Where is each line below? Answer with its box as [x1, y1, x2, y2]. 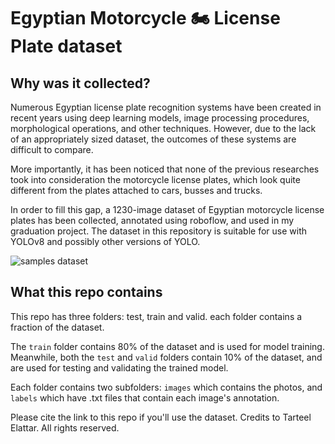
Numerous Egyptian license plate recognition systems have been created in [10, 101, 322, 113]
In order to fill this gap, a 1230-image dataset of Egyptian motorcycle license [10, 204, 325, 215]
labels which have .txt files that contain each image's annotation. [10, 391, 280, 404]
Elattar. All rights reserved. [10, 421, 120, 434]
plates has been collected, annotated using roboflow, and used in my [10, 215, 295, 226]
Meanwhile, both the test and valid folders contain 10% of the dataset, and [10, 351, 323, 363]
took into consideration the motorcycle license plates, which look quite [10, 174, 301, 185]
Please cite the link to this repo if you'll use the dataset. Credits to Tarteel [10, 411, 312, 423]
